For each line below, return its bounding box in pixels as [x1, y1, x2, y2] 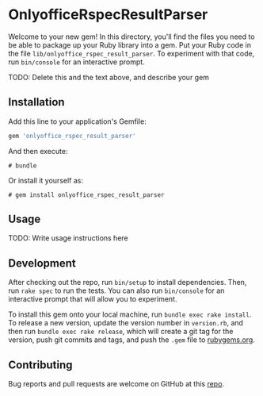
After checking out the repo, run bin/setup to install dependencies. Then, [8, 278, 247, 287]
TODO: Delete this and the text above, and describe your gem [8, 72, 210, 82]
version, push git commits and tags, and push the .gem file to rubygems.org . [8, 335, 256, 344]
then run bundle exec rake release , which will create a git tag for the [8, 327, 234, 336]
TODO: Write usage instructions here [8, 233, 128, 243]
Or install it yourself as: [8, 175, 83, 185]
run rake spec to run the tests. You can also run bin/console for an [8, 286, 225, 295]
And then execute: [8, 146, 68, 156]
